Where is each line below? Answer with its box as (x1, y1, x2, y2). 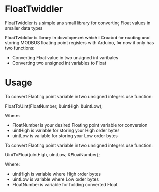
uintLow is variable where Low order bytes (12, 176, 99, 182)
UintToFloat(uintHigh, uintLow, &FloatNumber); (5, 152, 100, 157)
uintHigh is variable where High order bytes (12, 171, 101, 177)
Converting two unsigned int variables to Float (12, 60, 107, 66)
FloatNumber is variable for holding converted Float (12, 181, 118, 187)
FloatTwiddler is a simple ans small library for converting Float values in (5, 20, 151, 26)
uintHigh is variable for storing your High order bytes (12, 127, 120, 133)
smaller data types (5, 25, 43, 31)
